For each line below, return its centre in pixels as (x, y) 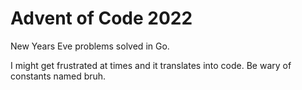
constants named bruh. (58, 76)
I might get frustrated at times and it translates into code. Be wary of (151, 65)
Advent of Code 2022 (101, 18)
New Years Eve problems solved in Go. (90, 46)
